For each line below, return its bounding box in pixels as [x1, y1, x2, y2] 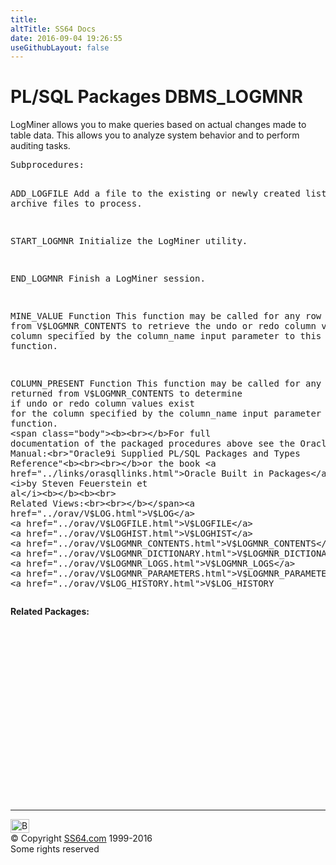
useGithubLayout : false [10, 42, 110, 53]
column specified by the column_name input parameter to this [10, 331, 322, 342]
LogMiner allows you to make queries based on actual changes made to [10, 119, 307, 131]
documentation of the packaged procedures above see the [10, 438, 296, 450]
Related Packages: [10, 606, 90, 618]
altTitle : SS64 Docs [10, 24, 97, 34]
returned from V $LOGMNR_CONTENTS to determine [10, 388, 243, 400]
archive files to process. [10, 198, 143, 210]
